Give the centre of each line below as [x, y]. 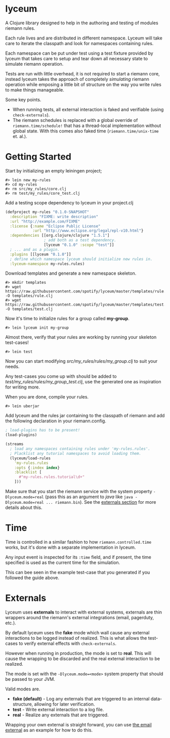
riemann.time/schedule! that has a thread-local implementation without [87, 125]
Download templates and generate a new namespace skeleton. [71, 273]
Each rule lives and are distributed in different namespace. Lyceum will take [84, 38]
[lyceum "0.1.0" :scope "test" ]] [79, 245]
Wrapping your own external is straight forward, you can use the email [78, 724]
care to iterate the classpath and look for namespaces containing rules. [79, 43]
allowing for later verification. [65, 704]
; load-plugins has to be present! [43, 430]
